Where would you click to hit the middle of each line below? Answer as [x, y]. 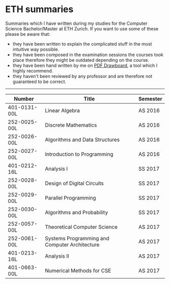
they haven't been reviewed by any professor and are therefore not [82, 76]
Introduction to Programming [79, 154]
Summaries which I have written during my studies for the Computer [76, 23]
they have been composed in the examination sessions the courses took [88, 55]
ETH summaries [39, 9]
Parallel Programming [70, 197]
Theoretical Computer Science [81, 227]
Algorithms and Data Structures [82, 139]
